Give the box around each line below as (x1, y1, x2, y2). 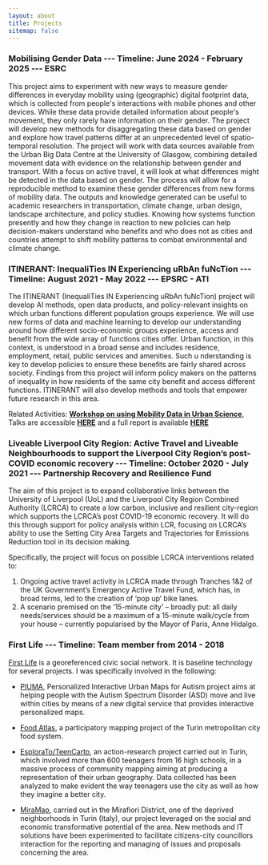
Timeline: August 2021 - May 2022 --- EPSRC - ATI (8, 273, 210, 285)
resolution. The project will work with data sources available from (39, 141, 254, 151)
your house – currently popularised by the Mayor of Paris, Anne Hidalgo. (19, 619, 258, 629)
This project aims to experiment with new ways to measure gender (8, 81, 228, 91)
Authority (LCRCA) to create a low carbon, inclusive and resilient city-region (8, 503, 258, 513)
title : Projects (8, 19, 62, 27)
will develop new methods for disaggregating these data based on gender (8, 123, 252, 133)
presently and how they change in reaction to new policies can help (8, 217, 231, 227)
